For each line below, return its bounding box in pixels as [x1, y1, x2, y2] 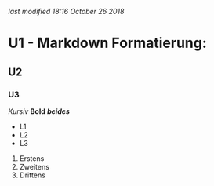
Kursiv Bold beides [8, 106, 71, 116]
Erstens [19, 153, 45, 163]
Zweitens [19, 162, 49, 171]
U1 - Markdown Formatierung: [8, 35, 208, 52]
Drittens [19, 170, 45, 180]
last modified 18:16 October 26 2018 [8, 7, 125, 16]
